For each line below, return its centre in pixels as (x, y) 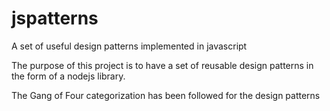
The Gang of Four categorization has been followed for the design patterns (166, 95)
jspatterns (55, 18)
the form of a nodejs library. (68, 76)
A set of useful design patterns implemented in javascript (129, 46)
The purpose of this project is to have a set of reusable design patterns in (162, 65)
